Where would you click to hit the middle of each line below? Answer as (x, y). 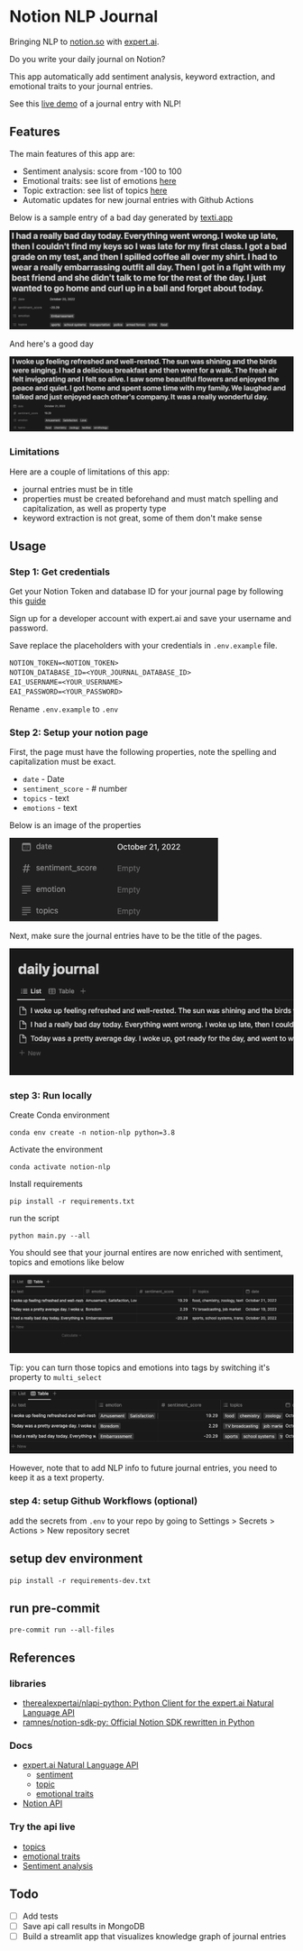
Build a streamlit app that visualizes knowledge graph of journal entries (154, 1936)
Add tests (40, 1916)
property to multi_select (55, 1377)
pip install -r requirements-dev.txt (80, 1580)
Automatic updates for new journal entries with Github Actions (138, 199)
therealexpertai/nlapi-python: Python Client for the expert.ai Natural (148, 1703)
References (42, 1657)
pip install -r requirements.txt (72, 1201)
